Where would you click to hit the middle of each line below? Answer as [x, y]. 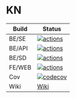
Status [52, 29]
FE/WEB [20, 67]
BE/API [18, 48]
